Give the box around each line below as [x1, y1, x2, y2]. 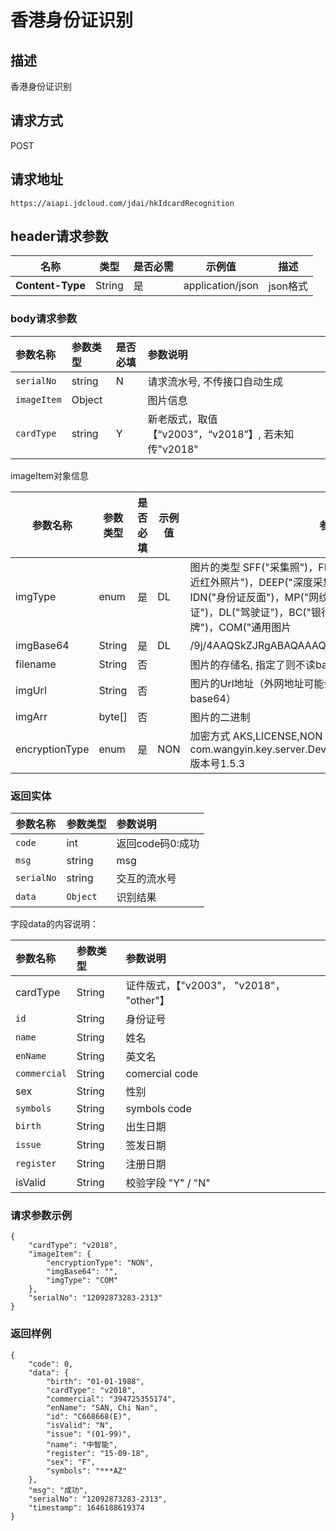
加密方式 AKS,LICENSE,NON [189, 729, 323, 743]
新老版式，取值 [147, 412, 218, 426]
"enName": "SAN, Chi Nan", [46, 1402, 159, 1413]
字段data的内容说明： [10, 918, 99, 930]
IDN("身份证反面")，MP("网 [189, 590, 320, 604]
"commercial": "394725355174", [46, 1394, 177, 1404]
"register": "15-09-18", [46, 1448, 150, 1458]
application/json [183, 279, 259, 293]
